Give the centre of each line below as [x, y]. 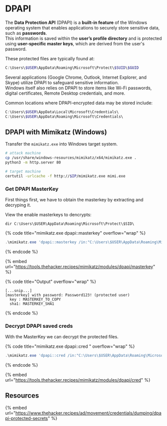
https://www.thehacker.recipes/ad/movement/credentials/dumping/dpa [88, 413]
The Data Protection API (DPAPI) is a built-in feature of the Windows [76, 22]
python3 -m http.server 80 [33, 162]
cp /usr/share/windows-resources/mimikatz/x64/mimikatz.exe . [71, 158]
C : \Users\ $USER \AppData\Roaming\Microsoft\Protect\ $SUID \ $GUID [72, 68]
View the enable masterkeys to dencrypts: [48, 215]
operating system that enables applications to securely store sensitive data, [83, 27]
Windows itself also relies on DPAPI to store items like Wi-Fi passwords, [79, 88]
